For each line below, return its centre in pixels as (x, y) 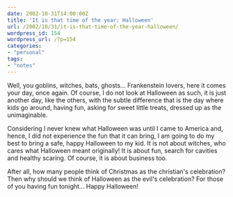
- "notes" (22, 65)
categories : (24, 46)
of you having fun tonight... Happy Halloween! (73, 186)
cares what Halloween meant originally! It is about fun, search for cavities (112, 150)
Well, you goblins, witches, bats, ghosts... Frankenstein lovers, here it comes (116, 85)
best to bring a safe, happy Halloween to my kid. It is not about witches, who (116, 143)
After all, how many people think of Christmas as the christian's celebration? (116, 171)
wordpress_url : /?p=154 (42, 40)
